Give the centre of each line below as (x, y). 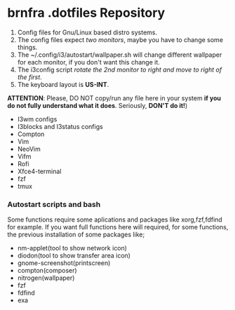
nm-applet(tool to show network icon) (72, 248)
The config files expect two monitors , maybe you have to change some (120, 39)
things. (27, 47)
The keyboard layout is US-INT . (63, 84)
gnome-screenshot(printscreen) (64, 263)
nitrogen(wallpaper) (46, 278)
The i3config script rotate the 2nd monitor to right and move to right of (120, 69)
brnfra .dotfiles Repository (86, 13)
